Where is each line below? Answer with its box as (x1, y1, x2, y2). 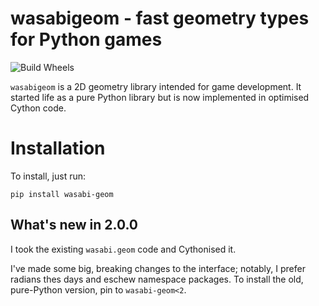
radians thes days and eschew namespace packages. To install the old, (10, 273, 304, 285)
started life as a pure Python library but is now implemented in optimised (10, 91, 310, 103)
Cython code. (10, 102, 67, 114)
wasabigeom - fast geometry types (10, 7, 310, 30)
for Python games (10, 28, 163, 51)
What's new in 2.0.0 (10, 217, 139, 234)
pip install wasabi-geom (10, 189, 114, 199)
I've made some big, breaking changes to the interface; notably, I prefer (10, 262, 306, 274)
